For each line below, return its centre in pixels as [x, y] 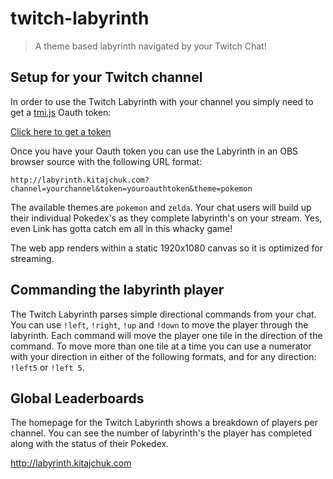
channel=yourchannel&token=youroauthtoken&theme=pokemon [131, 188]
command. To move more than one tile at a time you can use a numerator [161, 346]
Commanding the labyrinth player [117, 290]
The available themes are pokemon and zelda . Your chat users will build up [161, 207]
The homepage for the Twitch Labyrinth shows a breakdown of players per [164, 423]
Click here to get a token [61, 131]
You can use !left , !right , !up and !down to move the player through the [159, 324]
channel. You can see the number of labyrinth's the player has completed [161, 433]
